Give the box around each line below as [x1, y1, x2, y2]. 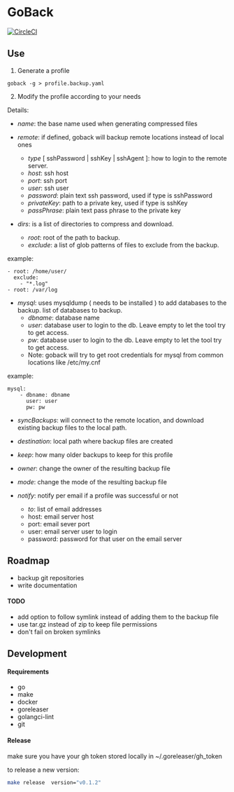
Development [7, 648, 68, 660]
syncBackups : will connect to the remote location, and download [17, 416, 205, 424]
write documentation [17, 581, 78, 589]
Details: [7, 106, 29, 114]
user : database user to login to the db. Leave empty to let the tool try [27, 320, 226, 329]
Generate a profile [17, 66, 70, 74]
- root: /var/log [7, 286, 58, 293]
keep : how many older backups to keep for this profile [17, 450, 173, 459]
